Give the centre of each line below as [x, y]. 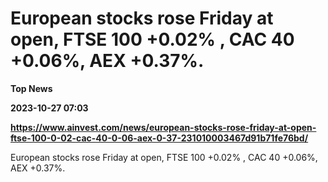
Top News [31, 88]
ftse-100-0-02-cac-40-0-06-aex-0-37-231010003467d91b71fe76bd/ [159, 138]
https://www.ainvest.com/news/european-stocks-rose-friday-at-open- [163, 127]
